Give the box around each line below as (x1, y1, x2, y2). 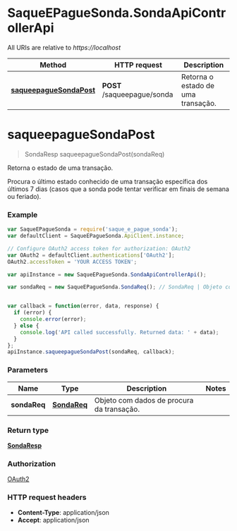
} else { (13, 322, 39, 329)
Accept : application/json (17, 516, 90, 525)
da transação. (94, 404, 140, 414)
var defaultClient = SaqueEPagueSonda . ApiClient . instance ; (7, 233, 185, 240)
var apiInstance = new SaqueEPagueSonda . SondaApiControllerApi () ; (7, 271, 207, 278)
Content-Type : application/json (17, 508, 109, 517)
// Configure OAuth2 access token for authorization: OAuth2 (7, 245, 191, 252)
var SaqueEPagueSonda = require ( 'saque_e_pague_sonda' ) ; (7, 226, 178, 233)
